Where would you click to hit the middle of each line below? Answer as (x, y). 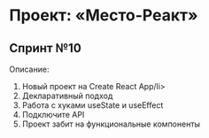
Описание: (29, 69)
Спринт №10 (45, 48)
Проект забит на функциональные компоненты (111, 124)
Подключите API (53, 115)
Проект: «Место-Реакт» (104, 15)
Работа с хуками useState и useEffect (93, 105)
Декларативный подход (67, 96)
